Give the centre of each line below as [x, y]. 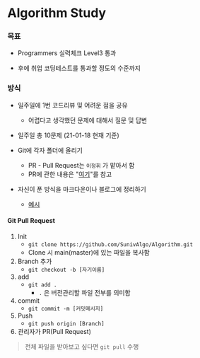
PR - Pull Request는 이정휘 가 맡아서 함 [81, 165]
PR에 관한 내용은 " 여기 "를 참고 [70, 174]
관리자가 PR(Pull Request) [54, 331]
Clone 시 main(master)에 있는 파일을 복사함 [89, 252]
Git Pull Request [31, 221]
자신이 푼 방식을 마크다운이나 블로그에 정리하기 [82, 189]
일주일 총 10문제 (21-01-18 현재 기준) [69, 135]
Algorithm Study [57, 13]
